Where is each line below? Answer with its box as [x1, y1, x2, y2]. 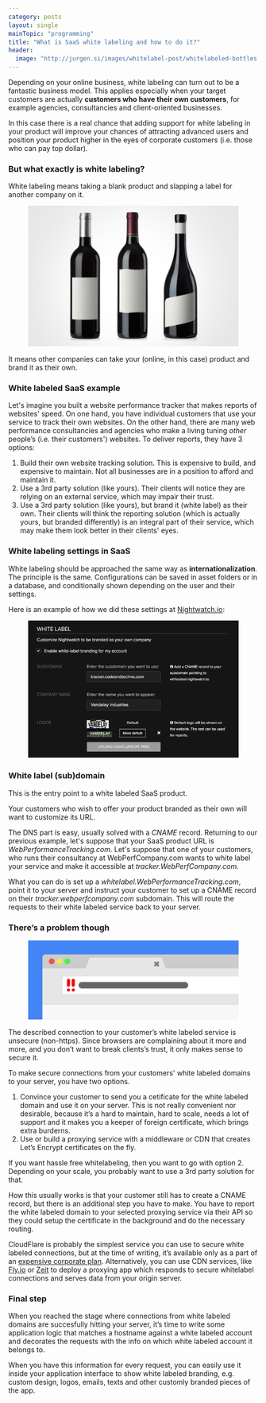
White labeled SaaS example [8, 382, 121, 393]
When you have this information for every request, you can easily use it [8, 1360, 241, 1370]
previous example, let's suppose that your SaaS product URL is [8, 835, 214, 846]
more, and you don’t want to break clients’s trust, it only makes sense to [8, 1044, 244, 1054]
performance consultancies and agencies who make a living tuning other [8, 426, 247, 436]
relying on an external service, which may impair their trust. [19, 492, 214, 502]
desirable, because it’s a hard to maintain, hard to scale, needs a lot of [19, 1109, 249, 1118]
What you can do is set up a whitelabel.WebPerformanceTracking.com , [8, 877, 241, 886]
